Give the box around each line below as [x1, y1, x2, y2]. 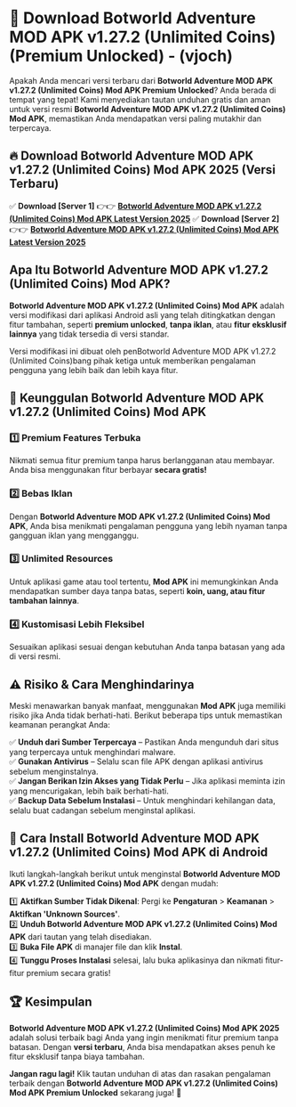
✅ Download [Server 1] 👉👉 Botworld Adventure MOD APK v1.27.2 [9, 200, 262, 211]
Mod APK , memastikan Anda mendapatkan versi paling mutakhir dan [9, 113, 262, 124]
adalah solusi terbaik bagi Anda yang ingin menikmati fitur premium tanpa [9, 1032, 279, 1043]
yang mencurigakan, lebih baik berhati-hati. [9, 785, 169, 796]
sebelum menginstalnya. [9, 766, 100, 777]
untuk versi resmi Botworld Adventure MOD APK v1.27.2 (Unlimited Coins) [9, 103, 286, 114]
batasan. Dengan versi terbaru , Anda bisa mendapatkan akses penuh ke [9, 1041, 276, 1052]
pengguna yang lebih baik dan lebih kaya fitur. [9, 364, 179, 375]
